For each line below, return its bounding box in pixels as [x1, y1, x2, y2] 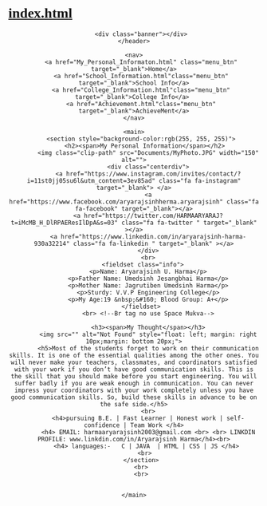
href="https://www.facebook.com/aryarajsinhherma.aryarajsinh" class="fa [9, 197, 259, 206]
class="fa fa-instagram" [159, 176, 241, 184]
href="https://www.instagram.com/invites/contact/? [65, 169, 241, 178]
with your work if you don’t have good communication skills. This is [14, 365, 253, 374]
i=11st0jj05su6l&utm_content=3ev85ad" [26, 176, 155, 184]
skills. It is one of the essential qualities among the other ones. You [9, 351, 259, 359]
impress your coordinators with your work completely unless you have [14, 386, 253, 394]
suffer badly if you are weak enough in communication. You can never [14, 379, 253, 387]
